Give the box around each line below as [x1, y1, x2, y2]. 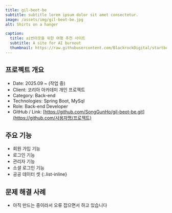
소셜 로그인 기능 [12, 165, 45, 171]
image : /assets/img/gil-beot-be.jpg [5, 17, 83, 22]
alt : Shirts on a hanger [5, 22, 58, 27]
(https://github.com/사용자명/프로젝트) [12, 115, 92, 121]
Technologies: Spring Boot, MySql [12, 98, 85, 104]
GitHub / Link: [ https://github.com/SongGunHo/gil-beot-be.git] [12, 109, 145, 115]
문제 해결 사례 [5, 187, 46, 196]
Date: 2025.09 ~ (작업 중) [12, 80, 66, 86]
